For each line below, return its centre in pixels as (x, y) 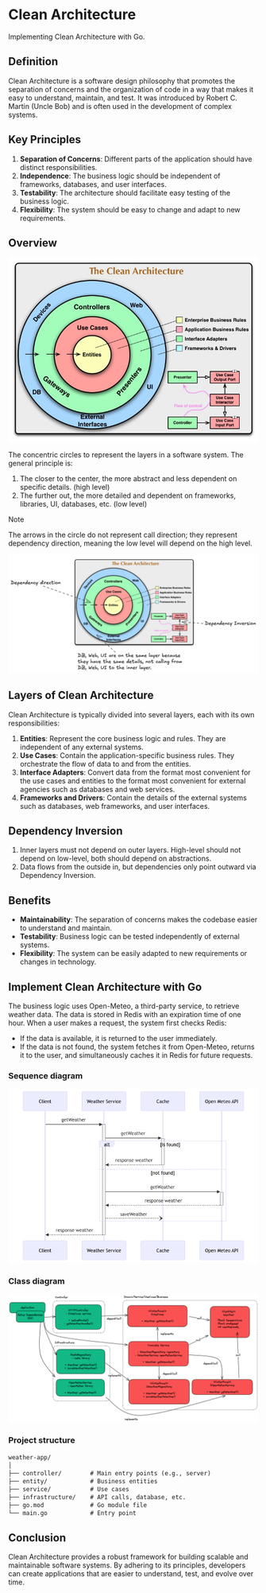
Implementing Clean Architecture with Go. (77, 37)
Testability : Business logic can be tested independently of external (129, 937)
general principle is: (40, 463)
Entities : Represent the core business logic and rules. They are (123, 738)
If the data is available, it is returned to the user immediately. (118, 1038)
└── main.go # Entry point (72, 1513)
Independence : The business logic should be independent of (120, 176)
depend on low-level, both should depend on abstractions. (116, 859)
